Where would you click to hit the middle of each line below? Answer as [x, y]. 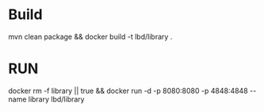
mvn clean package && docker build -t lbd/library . [90, 37]
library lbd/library [56, 99]
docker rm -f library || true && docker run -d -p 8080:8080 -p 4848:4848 [128, 91]
